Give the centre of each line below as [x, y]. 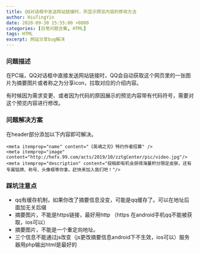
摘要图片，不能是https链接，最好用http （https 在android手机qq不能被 [101, 215]
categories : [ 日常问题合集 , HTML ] [46, 28]
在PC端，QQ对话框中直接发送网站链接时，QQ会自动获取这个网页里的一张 [96, 76]
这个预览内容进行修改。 [35, 103]
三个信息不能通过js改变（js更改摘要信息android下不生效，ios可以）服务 [102, 237]
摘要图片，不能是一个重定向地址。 [57, 230]
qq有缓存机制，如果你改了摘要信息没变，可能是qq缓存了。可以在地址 [99, 200]
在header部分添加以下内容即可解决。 [51, 134]
